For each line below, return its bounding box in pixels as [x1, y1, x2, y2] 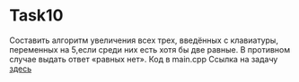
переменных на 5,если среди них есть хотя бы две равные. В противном [9, 44, 291, 54]
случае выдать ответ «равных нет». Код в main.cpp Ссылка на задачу [9, 53, 278, 64]
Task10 [9, 5, 64, 26]
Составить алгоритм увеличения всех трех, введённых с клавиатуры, [9, 35, 278, 45]
